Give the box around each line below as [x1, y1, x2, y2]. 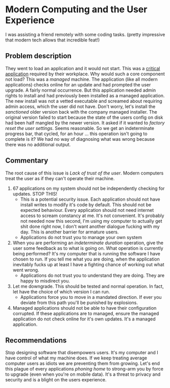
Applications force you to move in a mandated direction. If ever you [20, 294, 162, 300]
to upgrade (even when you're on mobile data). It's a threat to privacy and [5, 371, 161, 377]
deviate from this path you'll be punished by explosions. [20, 299, 138, 306]
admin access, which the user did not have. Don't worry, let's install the [5, 103, 156, 110]
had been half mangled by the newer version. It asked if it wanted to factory [5, 119, 165, 126]
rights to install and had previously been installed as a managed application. [5, 92, 165, 98]
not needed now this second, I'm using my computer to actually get [20, 218, 162, 224]
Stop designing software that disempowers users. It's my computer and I [5, 350, 158, 356]
